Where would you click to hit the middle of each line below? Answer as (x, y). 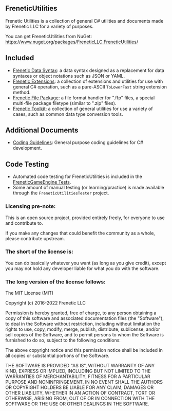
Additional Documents (42, 130)
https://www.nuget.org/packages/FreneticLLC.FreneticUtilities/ (72, 42)
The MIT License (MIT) (30, 293)
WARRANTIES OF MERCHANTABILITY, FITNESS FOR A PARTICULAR (78, 377)
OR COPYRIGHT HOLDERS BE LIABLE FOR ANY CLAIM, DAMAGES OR (80, 387)
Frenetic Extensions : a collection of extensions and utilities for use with (88, 81)
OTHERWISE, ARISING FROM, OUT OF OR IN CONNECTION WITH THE (80, 399)
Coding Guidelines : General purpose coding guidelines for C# (78, 142)
